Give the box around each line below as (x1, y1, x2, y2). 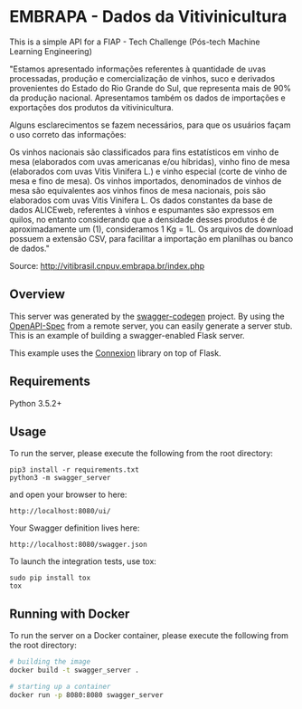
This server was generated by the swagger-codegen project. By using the (9, 311, 285, 321)
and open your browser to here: (9, 489, 127, 500)
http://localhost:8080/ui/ (9, 507, 111, 516)
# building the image (9, 657, 91, 666)
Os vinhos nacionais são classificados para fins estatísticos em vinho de (9, 147, 279, 158)
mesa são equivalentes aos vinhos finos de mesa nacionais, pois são (9, 185, 267, 196)
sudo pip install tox (9, 573, 91, 583)
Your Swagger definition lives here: (9, 522, 140, 533)
